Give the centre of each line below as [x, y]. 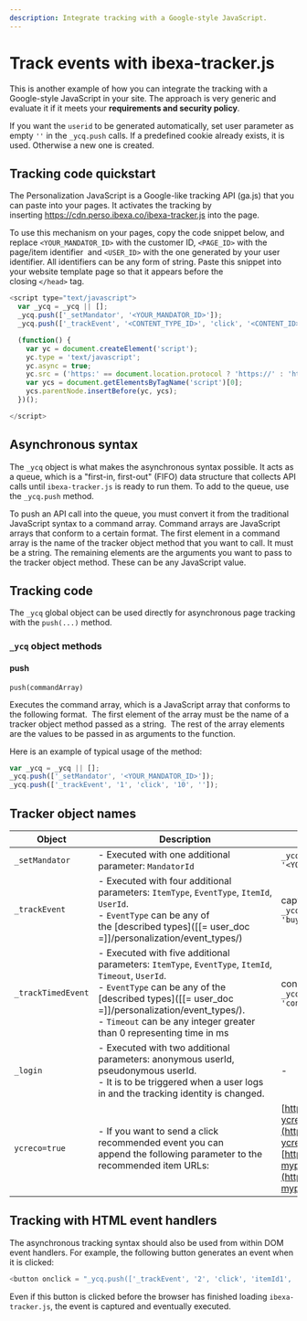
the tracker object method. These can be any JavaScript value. [128, 562]
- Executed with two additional [164, 1048]
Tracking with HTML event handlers [113, 1221]
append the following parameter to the [180, 1154]
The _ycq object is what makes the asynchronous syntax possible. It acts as [152, 466]
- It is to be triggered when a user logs [180, 1081]
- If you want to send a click [158, 1131]
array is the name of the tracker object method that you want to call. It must [152, 543]
